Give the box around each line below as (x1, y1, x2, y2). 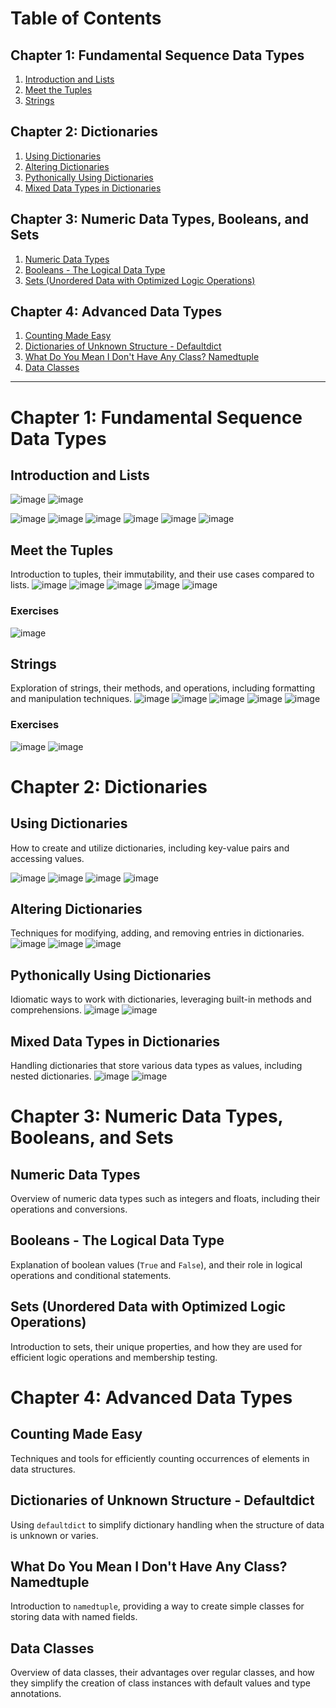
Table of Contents (10, 7, 162, 30)
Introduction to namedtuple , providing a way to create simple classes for (10, 1600, 305, 1612)
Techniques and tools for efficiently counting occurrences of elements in (10, 1452, 310, 1464)
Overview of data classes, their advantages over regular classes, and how (10, 1667, 315, 1679)
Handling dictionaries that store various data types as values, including (10, 1060, 303, 1072)
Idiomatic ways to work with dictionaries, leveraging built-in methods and (10, 993, 312, 1006)
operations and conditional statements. (10, 1269, 172, 1281)
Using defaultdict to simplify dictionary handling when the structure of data (10, 1518, 325, 1531)
